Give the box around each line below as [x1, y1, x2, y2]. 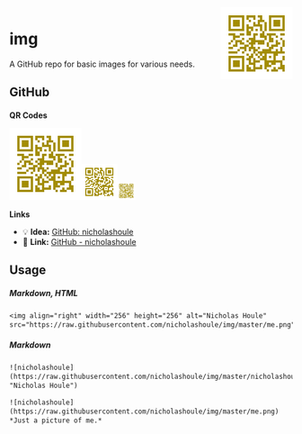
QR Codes [9, 110, 48, 121]
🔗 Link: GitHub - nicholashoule [22, 236, 137, 247]
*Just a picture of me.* [9, 416, 102, 425]
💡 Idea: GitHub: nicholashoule [22, 226, 134, 237]
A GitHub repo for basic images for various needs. [9, 59, 195, 69]
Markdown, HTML [9, 287, 78, 298]
